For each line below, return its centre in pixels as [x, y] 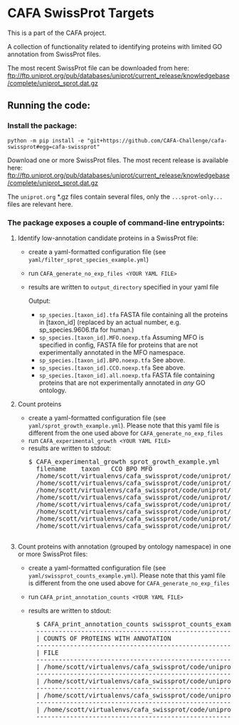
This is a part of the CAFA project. [57, 33]
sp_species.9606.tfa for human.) [86, 330]
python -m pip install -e [46, 140]
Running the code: [49, 106]
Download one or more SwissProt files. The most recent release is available [118, 160]
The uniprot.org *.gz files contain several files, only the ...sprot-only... [115, 197]
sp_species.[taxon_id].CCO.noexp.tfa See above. [112, 367]
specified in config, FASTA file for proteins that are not [118, 345]
